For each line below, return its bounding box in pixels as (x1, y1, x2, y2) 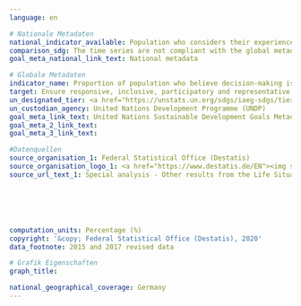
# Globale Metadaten (9, 71, 87, 80)
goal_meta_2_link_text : (9, 120, 99, 130)
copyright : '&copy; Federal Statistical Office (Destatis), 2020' (9, 234, 262, 243)
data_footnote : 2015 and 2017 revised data (9, 242, 175, 251)
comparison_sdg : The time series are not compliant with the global (9, 46, 271, 55)
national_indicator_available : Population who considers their (9, 38, 251, 47)
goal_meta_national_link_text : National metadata (9, 55, 199, 64)
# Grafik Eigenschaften (9, 258, 99, 267)
